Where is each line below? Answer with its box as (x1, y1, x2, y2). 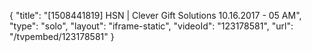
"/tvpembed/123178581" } (9, 31, 115, 42)
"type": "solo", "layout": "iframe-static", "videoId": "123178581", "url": (9, 20, 294, 32)
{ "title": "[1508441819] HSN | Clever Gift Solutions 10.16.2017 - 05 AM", (9, 10, 302, 21)
